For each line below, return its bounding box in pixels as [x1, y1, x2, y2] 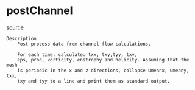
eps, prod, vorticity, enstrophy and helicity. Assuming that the [17, 57, 190, 63]
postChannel [6, 4, 73, 18]
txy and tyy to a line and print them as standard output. [17, 78, 171, 84]
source [6, 24, 24, 31]
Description [6, 35, 37, 41]
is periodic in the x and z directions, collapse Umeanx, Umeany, [17, 67, 190, 74]
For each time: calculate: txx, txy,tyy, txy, [17, 51, 138, 58]
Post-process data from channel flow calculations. [17, 41, 151, 47]
